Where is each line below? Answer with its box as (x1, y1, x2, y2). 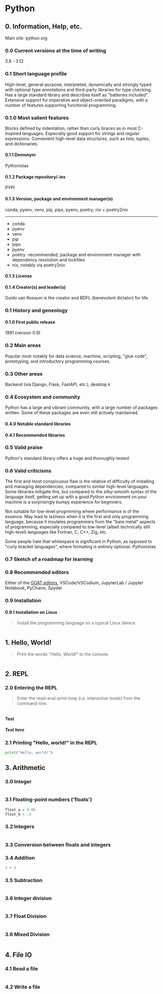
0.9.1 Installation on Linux (5, 609, 57, 615)
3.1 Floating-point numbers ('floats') (5, 796, 92, 803)
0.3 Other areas (5, 370, 43, 377)
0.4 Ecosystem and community (5, 393, 81, 400)
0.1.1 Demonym (5, 152, 36, 158)
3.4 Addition (5, 854, 35, 861)
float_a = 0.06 (5, 807, 36, 812)
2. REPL (5, 669, 29, 678)
